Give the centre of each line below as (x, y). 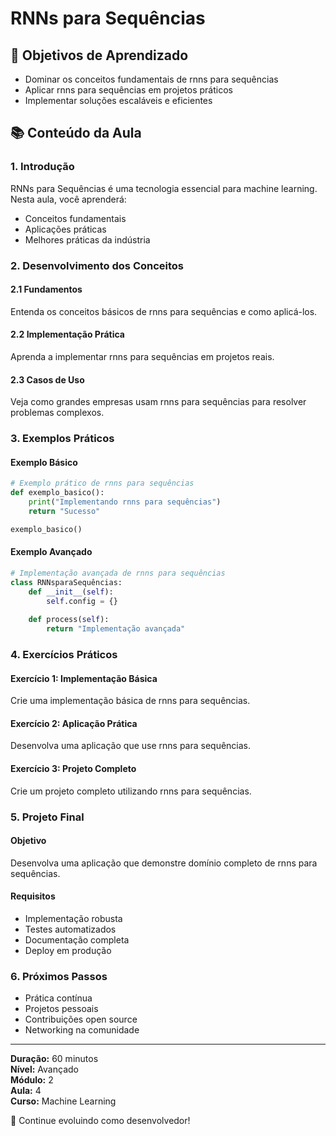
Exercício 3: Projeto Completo (73, 768)
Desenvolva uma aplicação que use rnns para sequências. (131, 746)
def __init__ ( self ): (71, 592)
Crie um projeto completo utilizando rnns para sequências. (131, 791)
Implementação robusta (73, 918)
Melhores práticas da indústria (87, 239)
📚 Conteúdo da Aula (76, 133)
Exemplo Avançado (51, 552)
